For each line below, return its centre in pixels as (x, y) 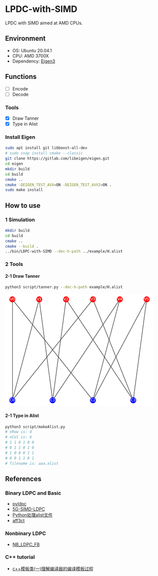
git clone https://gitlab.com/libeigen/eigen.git (57, 159)
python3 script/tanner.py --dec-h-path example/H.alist (64, 287)
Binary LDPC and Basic (33, 493)
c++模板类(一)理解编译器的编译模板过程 (53, 569)
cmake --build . (22, 246)
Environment (26, 39)
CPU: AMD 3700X (30, 56)
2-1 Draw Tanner (23, 276)
